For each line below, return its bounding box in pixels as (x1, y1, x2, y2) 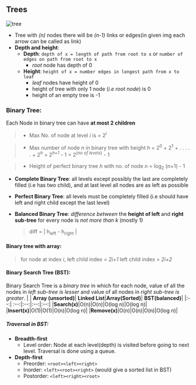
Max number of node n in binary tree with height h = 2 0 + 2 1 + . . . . (29, 143, 190, 151)
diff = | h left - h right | (29, 228, 77, 236)
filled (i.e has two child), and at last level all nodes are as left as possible (14, 181, 189, 188)
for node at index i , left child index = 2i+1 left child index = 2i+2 (20, 256, 173, 263)
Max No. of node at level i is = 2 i (29, 131, 107, 139)
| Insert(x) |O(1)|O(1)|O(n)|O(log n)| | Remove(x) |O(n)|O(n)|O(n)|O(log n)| (6, 307, 178, 314)
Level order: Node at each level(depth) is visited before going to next (23, 342, 190, 349)
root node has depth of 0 (32, 61, 92, 68)
